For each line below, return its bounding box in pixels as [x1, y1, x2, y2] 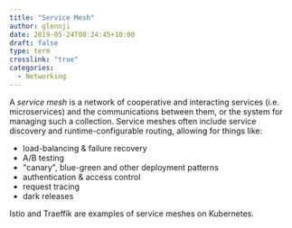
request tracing [22, 181, 80, 192]
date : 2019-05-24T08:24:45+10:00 [9, 30, 136, 39]
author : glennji [9, 22, 71, 31]
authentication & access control [22, 171, 141, 182]
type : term [9, 47, 51, 56]
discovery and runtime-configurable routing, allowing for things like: [9, 125, 263, 136]
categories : [9, 64, 54, 73]
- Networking [17, 72, 67, 81]
